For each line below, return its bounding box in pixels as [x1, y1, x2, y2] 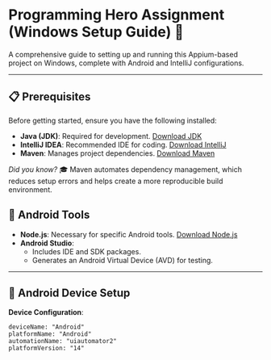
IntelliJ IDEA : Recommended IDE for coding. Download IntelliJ [19, 140, 227, 149]
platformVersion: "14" [8, 345, 85, 353]
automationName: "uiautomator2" [8, 337, 117, 345]
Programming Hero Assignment [8, 6, 225, 24]
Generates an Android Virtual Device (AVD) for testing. [31, 255, 214, 265]
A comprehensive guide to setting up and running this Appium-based [8, 49, 238, 59]
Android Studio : [19, 238, 74, 248]
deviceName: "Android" [8, 323, 85, 332]
